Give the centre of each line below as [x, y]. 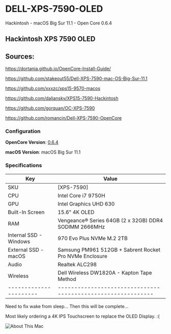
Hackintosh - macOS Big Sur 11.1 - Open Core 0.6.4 [59, 23]
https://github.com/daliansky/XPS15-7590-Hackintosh [62, 98]
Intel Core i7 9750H [81, 195]
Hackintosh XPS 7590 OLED [50, 39]
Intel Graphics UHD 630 [86, 203]
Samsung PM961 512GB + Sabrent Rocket [109, 249]
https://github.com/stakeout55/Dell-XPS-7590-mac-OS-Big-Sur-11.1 [76, 79]
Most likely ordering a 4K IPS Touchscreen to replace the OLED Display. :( [82, 316]
